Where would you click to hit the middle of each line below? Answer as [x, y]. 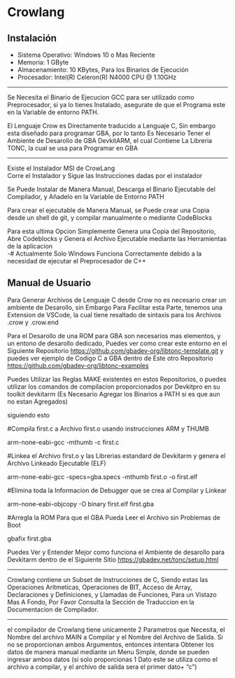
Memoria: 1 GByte [43, 62]
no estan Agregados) [38, 401]
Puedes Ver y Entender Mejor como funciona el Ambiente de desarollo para [116, 552]
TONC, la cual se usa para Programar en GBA [73, 148]
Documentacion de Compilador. [53, 609]
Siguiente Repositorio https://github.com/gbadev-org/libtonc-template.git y [115, 350]
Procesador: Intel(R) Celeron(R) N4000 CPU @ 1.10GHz [97, 77]
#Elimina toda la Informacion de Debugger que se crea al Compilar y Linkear [117, 490]
